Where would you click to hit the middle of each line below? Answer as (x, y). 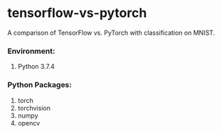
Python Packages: (40, 85)
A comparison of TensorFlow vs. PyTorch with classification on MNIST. (111, 33)
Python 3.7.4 (36, 67)
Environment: (31, 51)
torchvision (34, 108)
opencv (29, 123)
